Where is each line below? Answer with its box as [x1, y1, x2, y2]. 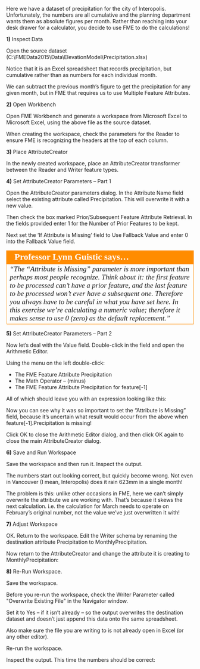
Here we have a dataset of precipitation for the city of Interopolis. [6, 5, 167, 12]
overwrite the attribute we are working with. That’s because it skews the [6, 497, 183, 503]
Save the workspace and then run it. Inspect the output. [6, 461, 143, 467]
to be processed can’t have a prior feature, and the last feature [10, 281, 187, 289]
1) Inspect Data [6, 36, 43, 42]
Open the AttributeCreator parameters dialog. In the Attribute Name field [6, 189, 183, 196]
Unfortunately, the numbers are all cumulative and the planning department [6, 11, 190, 19]
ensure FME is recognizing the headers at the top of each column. [6, 137, 168, 144]
